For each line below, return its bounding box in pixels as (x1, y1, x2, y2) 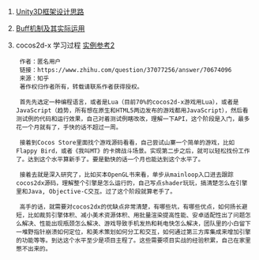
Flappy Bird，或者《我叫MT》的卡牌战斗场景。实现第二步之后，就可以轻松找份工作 (15, 147, 250, 155)
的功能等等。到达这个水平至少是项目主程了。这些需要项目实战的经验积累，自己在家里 (15, 236, 251, 244)
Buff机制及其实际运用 (15, 24, 85, 33)
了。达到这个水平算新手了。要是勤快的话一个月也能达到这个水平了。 (15, 156, 205, 164)
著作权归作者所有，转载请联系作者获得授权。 (19, 83, 144, 91)
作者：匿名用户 (19, 58, 62, 66)
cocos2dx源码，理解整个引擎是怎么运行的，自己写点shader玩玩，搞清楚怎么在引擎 (15, 179, 248, 187)
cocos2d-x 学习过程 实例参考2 (15, 40, 115, 50)
